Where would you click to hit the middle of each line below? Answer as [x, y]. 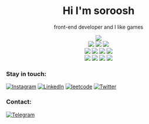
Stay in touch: [26, 74]
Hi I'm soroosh [99, 11]
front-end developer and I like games [99, 27]
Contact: [19, 102]
